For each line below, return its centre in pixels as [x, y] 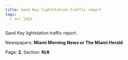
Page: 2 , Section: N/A [27, 52]
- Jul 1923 [21, 19]
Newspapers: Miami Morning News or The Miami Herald [64, 43]
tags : [11, 14]
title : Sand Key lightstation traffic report [53, 10]
